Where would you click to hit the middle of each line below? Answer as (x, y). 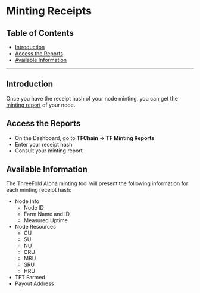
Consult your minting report (49, 151)
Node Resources (35, 227)
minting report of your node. (41, 105)
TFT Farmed (30, 278)
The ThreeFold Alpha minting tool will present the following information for (97, 183)
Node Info (27, 201)
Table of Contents (40, 33)
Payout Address (34, 283)
